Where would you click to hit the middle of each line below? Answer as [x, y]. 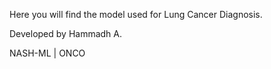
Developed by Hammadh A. [66, 33]
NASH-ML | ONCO [47, 53]
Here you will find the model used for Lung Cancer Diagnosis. [136, 14]
